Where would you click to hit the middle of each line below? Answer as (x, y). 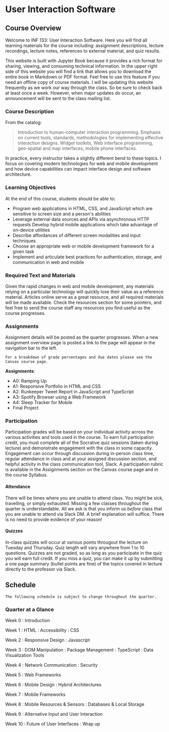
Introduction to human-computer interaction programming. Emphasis (89, 132)
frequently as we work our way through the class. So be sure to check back (84, 88)
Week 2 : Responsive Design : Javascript (48, 640)
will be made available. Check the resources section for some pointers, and (83, 302)
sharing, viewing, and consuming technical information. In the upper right (81, 66)
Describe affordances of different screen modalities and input (76, 235)
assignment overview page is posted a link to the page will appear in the (80, 343)
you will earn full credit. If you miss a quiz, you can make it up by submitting (84, 558)
